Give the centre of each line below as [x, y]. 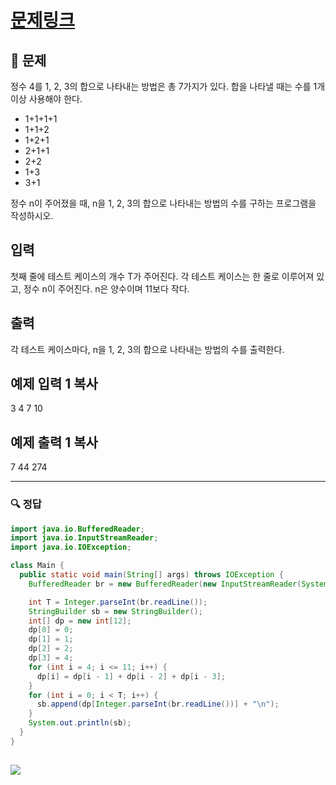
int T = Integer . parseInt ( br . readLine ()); [118, 602]
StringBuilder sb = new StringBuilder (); [115, 611]
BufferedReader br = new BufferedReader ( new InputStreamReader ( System [178, 584]
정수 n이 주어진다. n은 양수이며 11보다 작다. [106, 288]
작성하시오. [32, 215]
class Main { [37, 566]
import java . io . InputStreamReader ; [84, 538]
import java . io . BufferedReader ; [77, 529]
